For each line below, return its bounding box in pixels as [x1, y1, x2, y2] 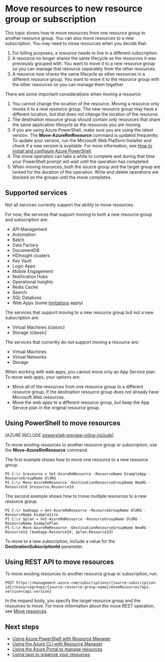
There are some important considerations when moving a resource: [5, 91, 142, 97]
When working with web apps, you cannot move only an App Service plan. [5, 369, 156, 375]
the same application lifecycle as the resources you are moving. [12, 122, 142, 128]
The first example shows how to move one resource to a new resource [5, 456, 148, 463]
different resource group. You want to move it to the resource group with [12, 76, 160, 82]
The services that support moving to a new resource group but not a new [5, 309, 154, 315]
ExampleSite [33, 512, 58, 517]
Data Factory [12, 242, 39, 248]
